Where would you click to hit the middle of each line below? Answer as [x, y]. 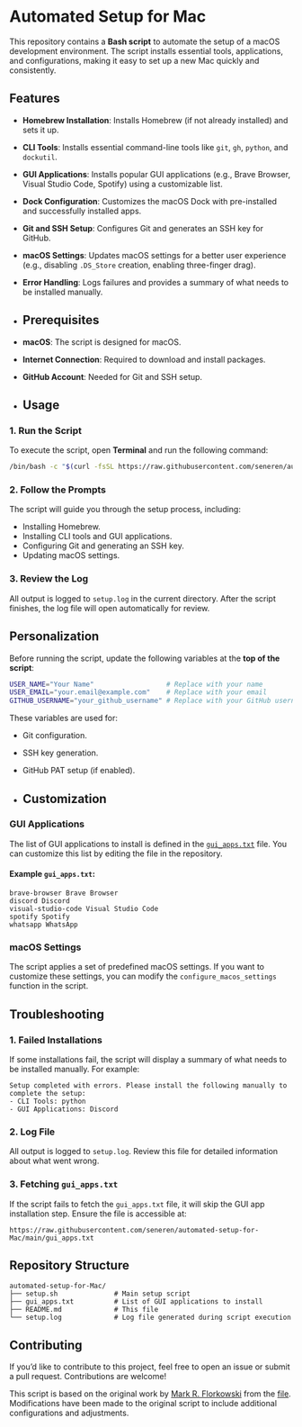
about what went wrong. [54, 1161]
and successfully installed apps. [82, 211]
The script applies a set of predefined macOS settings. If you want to [137, 967]
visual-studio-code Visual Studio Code [84, 909]
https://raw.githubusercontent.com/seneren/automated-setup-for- [134, 1230]
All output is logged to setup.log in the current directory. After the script [142, 598]
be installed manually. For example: [75, 1070]
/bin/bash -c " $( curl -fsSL [62, 467]
